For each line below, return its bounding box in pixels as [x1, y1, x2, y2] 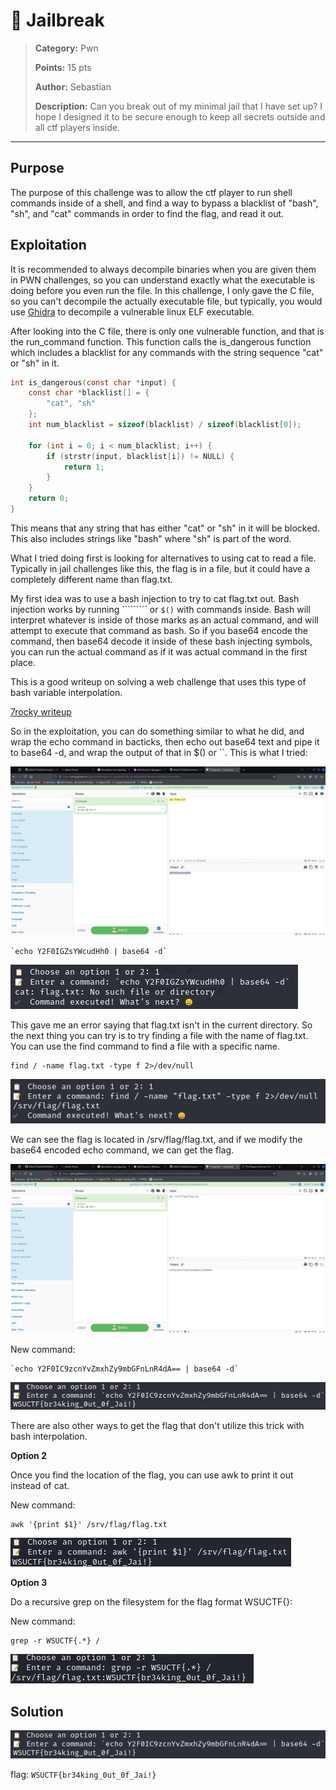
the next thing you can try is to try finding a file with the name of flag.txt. [10, 1029, 309, 1041]
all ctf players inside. [34, 121, 120, 133]
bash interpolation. [10, 1430, 88, 1443]
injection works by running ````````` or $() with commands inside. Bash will [10, 603, 311, 615]
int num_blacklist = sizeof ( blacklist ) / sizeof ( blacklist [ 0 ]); [28, 420, 302, 430]
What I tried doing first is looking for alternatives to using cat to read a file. [10, 552, 317, 564]
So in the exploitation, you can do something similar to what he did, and [10, 725, 305, 737]
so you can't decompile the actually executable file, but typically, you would [10, 295, 323, 307]
